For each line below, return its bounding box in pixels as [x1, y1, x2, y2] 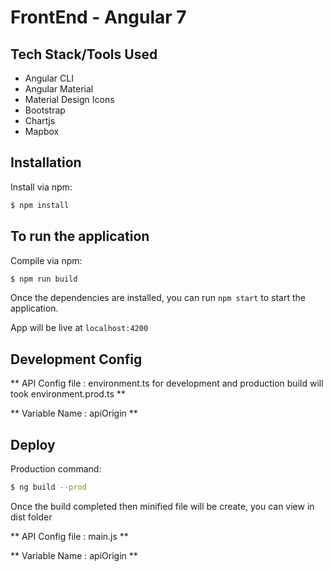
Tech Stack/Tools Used [10, 46, 158, 63]
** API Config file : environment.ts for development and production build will [10, 377, 324, 390]
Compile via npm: [10, 254, 83, 266]
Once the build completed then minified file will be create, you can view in [10, 500, 315, 512]
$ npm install [10, 200, 70, 210]
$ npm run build [10, 274, 78, 284]
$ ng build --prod [10, 482, 87, 492]
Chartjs [24, 115, 56, 126]
